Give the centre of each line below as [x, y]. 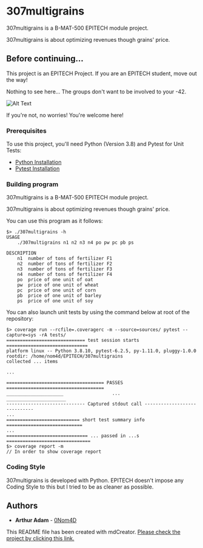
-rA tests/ [52, 335]
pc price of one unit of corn [57, 290]
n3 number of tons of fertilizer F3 [65, 269]
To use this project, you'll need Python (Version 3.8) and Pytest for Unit [95, 144]
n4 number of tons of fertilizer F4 [65, 275]
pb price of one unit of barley [59, 296]
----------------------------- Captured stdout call [74, 404]
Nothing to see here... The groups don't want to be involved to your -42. [96, 92]
